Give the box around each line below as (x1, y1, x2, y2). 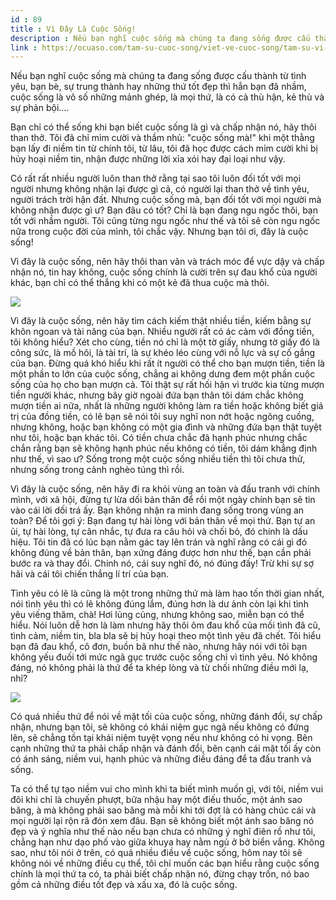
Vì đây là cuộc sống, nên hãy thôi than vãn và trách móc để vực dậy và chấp (10, 256, 325, 268)
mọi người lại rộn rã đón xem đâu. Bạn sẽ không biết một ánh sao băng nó (10, 815, 315, 827)
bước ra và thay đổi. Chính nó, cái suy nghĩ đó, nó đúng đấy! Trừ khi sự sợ (10, 557, 315, 570)
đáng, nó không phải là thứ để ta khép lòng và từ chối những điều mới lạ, (10, 662, 309, 674)
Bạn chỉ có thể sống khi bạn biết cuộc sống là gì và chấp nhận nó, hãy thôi (10, 121, 317, 133)
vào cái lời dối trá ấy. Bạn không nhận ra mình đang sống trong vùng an (10, 504, 305, 516)
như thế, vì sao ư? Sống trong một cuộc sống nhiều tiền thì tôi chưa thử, (10, 453, 306, 465)
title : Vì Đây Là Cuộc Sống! (10, 24, 137, 34)
